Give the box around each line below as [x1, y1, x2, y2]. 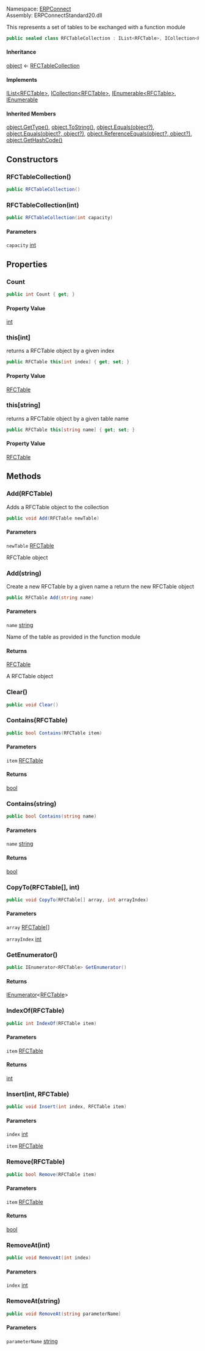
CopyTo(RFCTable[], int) [6, 883, 80, 891]
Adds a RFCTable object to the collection [6, 503, 109, 510]
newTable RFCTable [6, 541, 54, 549]
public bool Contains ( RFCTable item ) [6, 730, 103, 736]
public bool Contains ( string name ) [6, 813, 97, 820]
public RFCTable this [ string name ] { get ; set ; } [6, 427, 135, 433]
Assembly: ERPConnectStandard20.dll [6, 12, 103, 19]
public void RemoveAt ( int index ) [6, 1255, 92, 1261]
